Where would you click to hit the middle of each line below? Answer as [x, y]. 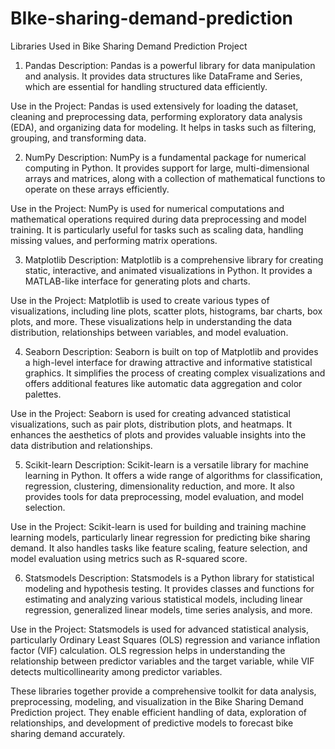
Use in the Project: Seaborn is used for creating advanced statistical [150, 413]
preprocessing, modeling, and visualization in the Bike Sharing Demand [157, 701]
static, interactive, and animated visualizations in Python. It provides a [168, 270]
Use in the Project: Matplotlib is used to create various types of [140, 300]
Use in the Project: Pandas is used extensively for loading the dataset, [154, 106]
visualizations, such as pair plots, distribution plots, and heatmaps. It [151, 424]
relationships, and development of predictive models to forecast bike [152, 723]
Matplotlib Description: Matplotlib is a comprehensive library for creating [174, 259]
